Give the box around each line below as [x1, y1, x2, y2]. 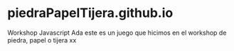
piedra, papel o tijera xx [7, 35, 77, 44]
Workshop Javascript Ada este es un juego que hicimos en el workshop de [7, 28, 227, 37]
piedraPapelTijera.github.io [7, 5, 174, 21]
